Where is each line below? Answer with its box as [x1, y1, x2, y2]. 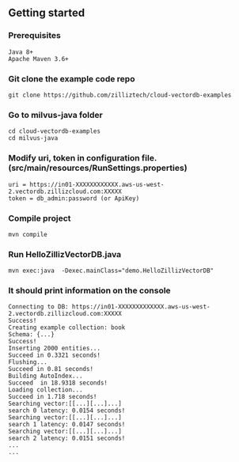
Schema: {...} [8, 331, 55, 339]
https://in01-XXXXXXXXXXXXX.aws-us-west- [71, 303, 211, 311]
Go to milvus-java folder [8, 109, 103, 120]
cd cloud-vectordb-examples [8, 127, 101, 135]
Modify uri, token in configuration [8, 153, 140, 164]
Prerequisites [8, 30, 61, 41]
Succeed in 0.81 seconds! [8, 365, 93, 373]
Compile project [8, 213, 71, 224]
